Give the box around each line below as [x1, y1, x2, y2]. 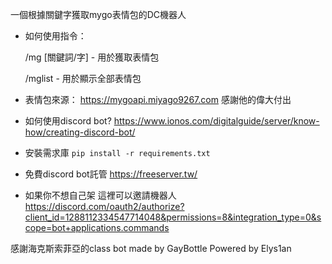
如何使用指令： [24, 30, 87, 42]
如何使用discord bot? [24, 115, 112, 127]
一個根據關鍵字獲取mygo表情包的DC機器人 [10, 9, 187, 20]
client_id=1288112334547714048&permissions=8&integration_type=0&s [24, 211, 322, 223]
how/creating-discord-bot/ [24, 126, 136, 138]
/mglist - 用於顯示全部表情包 [24, 73, 142, 84]
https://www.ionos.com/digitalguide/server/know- [113, 115, 320, 127]
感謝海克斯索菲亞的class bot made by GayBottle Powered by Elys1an [10, 243, 292, 254]
